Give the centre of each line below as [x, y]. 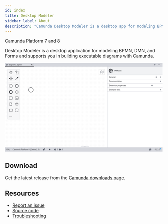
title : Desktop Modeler [30, 16]
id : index [15, 10]
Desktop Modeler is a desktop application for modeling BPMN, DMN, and [80, 51]
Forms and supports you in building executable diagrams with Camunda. [80, 56]
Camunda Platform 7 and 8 [33, 41]
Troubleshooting [29, 216]
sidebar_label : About [28, 21]
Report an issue [28, 205]
